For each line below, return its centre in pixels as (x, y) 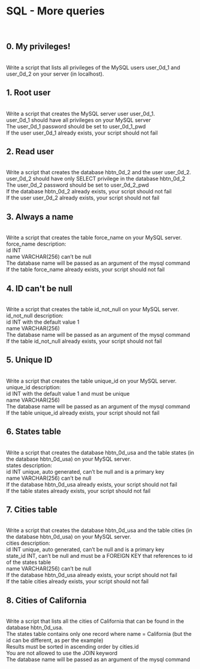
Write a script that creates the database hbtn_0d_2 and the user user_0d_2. (99, 172)
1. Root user (28, 93)
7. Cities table (32, 510)
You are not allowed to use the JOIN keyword (62, 653)
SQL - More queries (55, 11)
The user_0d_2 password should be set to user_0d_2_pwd (78, 185)
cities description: (28, 543)
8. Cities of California (46, 600)
